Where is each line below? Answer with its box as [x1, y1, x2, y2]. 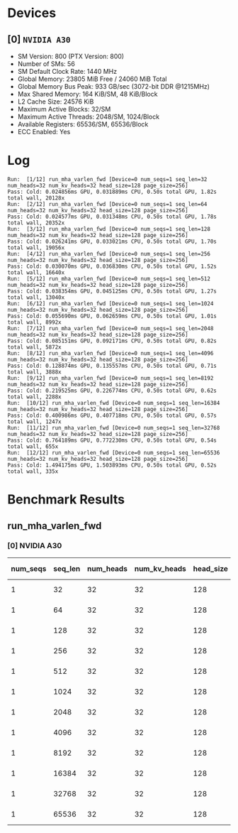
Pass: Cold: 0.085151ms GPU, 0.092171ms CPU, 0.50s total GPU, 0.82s [7, 337, 217, 344]
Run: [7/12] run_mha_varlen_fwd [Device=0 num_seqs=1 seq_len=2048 [7, 325, 214, 332]
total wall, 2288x [7, 393, 62, 401]
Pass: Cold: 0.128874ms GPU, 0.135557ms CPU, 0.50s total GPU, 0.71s [7, 362, 217, 369]
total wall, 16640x [7, 268, 65, 276]
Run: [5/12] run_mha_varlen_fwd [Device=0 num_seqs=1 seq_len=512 [7, 275, 211, 282]
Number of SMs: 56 [17, 60, 76, 68]
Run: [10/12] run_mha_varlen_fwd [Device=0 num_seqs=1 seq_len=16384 [7, 399, 220, 406]
